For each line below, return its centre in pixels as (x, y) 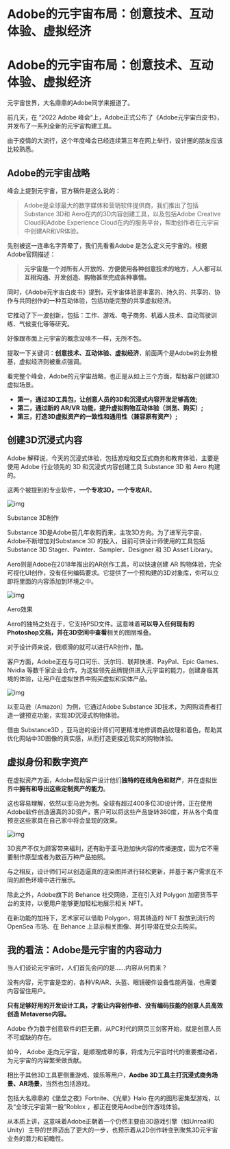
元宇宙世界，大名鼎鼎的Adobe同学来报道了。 (71, 103)
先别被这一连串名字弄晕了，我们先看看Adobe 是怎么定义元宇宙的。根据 (107, 245)
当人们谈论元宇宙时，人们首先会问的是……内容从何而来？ (87, 968)
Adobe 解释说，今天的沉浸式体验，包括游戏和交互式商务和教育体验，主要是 (113, 458)
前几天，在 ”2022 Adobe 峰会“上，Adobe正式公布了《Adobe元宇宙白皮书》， (115, 117)
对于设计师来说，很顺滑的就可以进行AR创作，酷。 (77, 647)
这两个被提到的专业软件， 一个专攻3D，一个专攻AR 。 (81, 490)
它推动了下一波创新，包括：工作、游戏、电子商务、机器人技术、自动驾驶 (109, 315)
